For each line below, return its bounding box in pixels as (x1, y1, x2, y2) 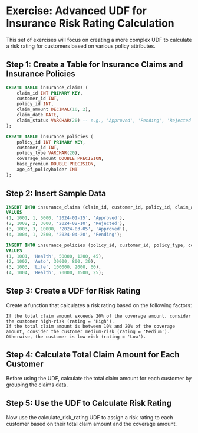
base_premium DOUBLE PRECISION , (16, 161, 96, 167)
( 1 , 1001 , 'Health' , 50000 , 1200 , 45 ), (6, 253, 104, 259)
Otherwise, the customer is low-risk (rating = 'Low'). (6, 334, 146, 340)
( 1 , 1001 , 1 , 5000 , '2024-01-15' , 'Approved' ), (6, 215, 126, 221)
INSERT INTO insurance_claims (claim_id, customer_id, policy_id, (6, 204, 173, 210)
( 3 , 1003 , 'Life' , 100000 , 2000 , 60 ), (6, 264, 101, 270)
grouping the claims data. (6, 381, 68, 388)
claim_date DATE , (16, 112, 60, 118)
